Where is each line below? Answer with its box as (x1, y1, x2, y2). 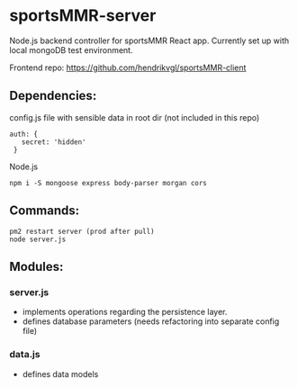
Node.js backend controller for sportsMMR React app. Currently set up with (9, 35, 290, 46)
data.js (9, 348, 41, 361)
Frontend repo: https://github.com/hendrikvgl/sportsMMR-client (9, 62, 247, 73)
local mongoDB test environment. (9, 44, 133, 55)
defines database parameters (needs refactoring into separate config (22, 316, 280, 327)
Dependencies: (9, 88, 97, 103)
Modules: (9, 258, 64, 274)
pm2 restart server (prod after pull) (9, 227, 155, 236)
